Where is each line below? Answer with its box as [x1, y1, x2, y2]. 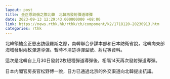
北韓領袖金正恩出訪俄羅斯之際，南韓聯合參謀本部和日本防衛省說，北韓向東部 [5, 41, 165, 47]
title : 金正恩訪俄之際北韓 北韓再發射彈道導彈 [5, 12, 93, 17]
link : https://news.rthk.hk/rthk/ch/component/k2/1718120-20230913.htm [5, 21, 159, 27]
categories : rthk [5, 26, 42, 31]
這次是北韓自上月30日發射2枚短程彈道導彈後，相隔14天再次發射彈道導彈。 [5, 57, 160, 63]
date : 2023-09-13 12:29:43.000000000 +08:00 [5, 17, 101, 22]
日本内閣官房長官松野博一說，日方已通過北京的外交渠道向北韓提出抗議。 [5, 68, 156, 74]
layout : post [5, 7, 33, 13]
